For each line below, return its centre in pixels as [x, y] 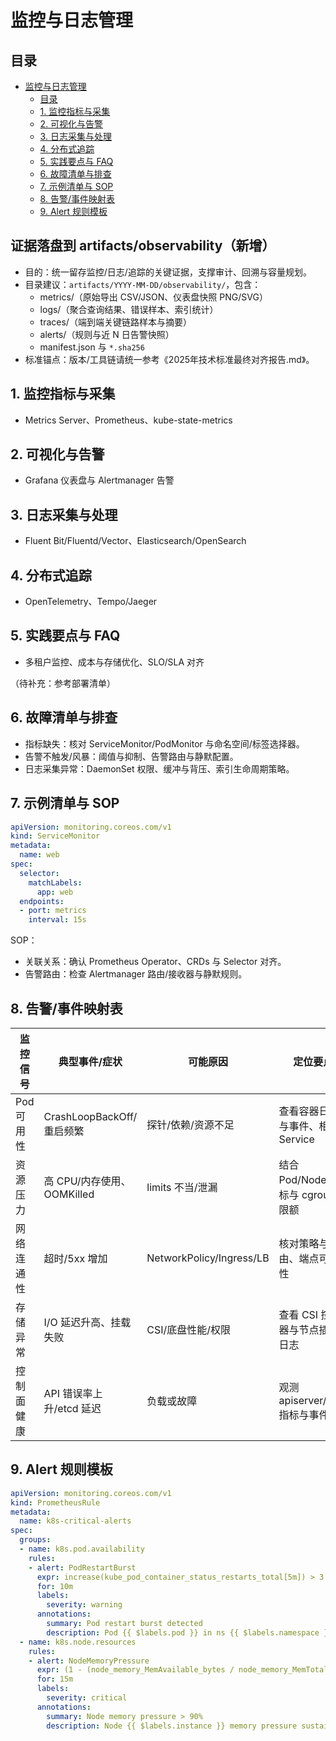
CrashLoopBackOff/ [90, 1116]
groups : [35, 1540]
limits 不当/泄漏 [182, 1187]
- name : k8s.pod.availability [82, 1549]
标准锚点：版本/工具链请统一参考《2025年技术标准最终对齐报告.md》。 [169, 359]
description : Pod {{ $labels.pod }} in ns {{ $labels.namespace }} [189, 1632]
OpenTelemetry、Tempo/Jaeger [91, 602]
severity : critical [87, 1698]
